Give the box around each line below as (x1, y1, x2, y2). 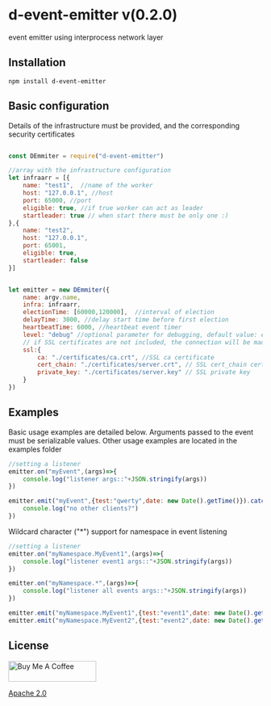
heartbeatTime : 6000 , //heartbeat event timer (23, 323, 182, 332)
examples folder (8, 444, 62, 454)
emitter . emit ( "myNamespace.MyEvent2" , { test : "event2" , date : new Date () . (8, 616, 254, 624)
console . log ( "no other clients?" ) (23, 505, 139, 513)
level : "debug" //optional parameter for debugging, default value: (23, 330, 258, 338)
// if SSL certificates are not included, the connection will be (23, 338, 251, 347)
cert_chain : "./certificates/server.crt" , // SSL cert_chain (37, 361, 248, 369)
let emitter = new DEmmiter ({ (8, 285, 110, 294)
